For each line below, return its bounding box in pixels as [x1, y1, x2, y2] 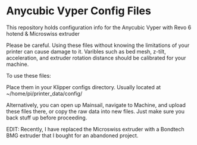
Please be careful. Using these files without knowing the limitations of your [6, 42, 190, 49]
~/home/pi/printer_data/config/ [6, 90, 83, 97]
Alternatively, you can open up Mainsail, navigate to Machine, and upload [6, 101, 186, 108]
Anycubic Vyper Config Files [6, 4, 152, 18]
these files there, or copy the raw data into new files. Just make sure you [6, 108, 185, 115]
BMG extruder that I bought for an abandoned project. [6, 132, 139, 139]
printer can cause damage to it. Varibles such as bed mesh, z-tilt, [6, 48, 167, 55]
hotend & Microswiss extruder [6, 30, 80, 37]
